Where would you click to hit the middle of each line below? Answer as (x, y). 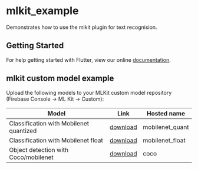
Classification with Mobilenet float (56, 140)
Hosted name (166, 113)
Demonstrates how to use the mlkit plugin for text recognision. (82, 27)
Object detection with (39, 150)
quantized (23, 131)
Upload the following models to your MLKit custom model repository (89, 92)
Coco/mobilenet (32, 157)
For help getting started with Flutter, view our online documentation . (88, 59)
